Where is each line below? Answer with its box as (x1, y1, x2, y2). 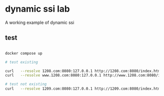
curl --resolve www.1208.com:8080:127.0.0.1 (5, 73, 102, 78)
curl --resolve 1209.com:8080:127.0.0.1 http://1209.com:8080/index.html (5, 86, 163, 91)
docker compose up (5, 51, 42, 56)
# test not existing (5, 82, 47, 87)
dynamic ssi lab (5, 3, 70, 15)
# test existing (5, 59, 38, 64)
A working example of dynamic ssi (5, 19, 75, 25)
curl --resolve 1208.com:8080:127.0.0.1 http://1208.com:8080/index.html (5, 68, 163, 74)
